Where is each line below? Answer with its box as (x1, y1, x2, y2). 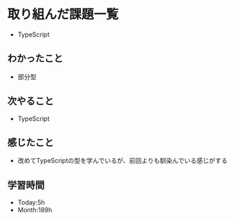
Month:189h (17, 206, 53, 214)
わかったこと (7, 52, 63, 64)
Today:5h (17, 198, 45, 207)
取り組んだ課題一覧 (7, 6, 119, 23)
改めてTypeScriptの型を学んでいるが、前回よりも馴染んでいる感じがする (17, 157, 228, 165)
